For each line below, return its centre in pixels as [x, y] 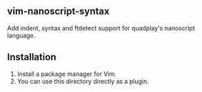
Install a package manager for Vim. [67, 74]
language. [21, 35]
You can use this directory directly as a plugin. [83, 81]
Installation [32, 57]
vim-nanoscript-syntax [58, 11]
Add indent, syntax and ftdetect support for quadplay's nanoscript [101, 28]
